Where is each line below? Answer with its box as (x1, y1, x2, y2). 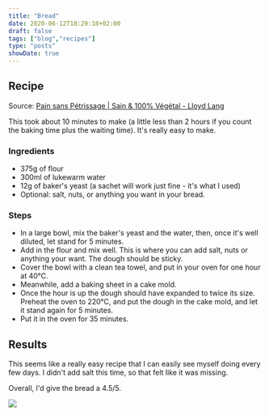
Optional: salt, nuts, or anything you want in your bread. (19, 189, 206, 199)
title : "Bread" (8, 11, 60, 20)
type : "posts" (8, 42, 57, 50)
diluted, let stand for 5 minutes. (19, 236, 124, 247)
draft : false (8, 27, 53, 35)
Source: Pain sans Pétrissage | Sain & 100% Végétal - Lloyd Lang (8, 100, 225, 110)
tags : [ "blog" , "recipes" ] (8, 34, 95, 43)
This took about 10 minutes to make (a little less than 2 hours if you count (8, 117, 252, 126)
